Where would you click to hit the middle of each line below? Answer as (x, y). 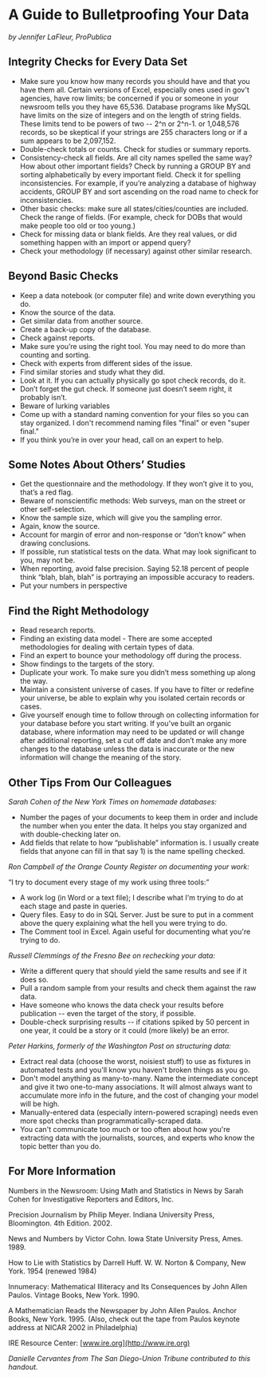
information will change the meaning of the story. (100, 757)
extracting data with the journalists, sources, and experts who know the (137, 1138)
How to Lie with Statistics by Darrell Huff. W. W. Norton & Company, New (127, 1262)
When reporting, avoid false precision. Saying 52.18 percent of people (134, 569)
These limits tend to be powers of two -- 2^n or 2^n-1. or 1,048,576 (130, 123)
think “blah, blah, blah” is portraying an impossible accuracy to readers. (137, 578)
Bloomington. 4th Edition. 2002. (61, 1223)
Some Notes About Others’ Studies (97, 465)
